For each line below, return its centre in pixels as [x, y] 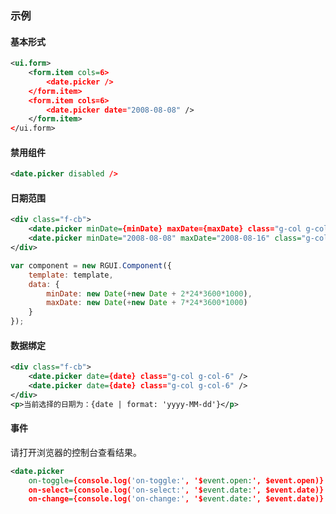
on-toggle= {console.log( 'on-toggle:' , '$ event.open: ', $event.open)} [176, 480]
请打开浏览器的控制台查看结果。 [76, 452]
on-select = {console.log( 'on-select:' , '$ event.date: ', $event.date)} [176, 490]
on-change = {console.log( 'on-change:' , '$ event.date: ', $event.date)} [176, 499]
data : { [44, 284]
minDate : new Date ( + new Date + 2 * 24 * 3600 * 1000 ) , [149, 293]
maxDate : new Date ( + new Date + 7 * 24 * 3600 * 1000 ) [147, 303]
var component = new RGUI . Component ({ [91, 265]
